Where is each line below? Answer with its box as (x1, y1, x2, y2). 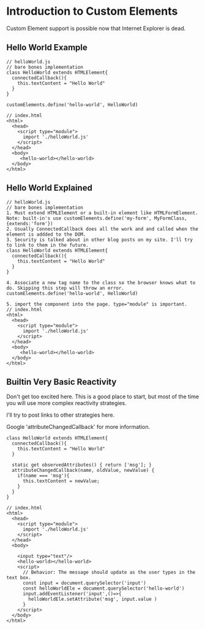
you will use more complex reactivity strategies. (6, 399, 127, 407)
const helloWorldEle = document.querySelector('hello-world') (22, 585, 185, 592)
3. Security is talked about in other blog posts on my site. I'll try (6, 236, 193, 243)
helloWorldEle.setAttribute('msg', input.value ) (28, 596, 157, 603)
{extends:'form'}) (6, 220, 53, 226)
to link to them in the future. (6, 242, 89, 248)
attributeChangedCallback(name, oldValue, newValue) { (12, 468, 155, 474)
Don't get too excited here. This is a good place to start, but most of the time (6, 393, 199, 400)
